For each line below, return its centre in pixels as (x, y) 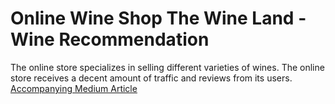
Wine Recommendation (110, 39)
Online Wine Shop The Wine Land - (158, 18)
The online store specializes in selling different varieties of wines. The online (167, 67)
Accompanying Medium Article (74, 88)
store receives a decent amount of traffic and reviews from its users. (151, 78)
